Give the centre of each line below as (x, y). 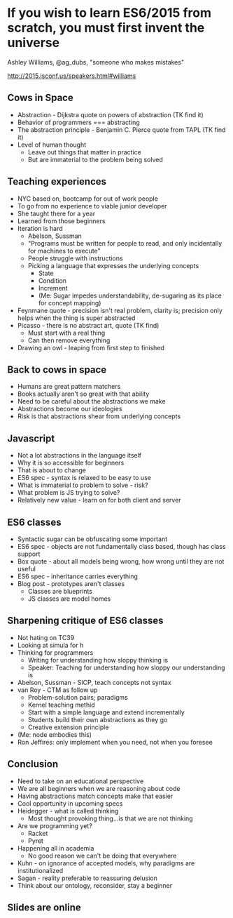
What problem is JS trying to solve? (69, 493)
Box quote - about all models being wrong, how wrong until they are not (121, 561)
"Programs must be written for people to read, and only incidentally (125, 243)
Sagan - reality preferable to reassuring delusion (87, 878)
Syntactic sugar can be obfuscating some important (92, 539)
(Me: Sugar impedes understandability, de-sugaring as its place (130, 295)
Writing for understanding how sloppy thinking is (98, 660)
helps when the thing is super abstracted (76, 318)
